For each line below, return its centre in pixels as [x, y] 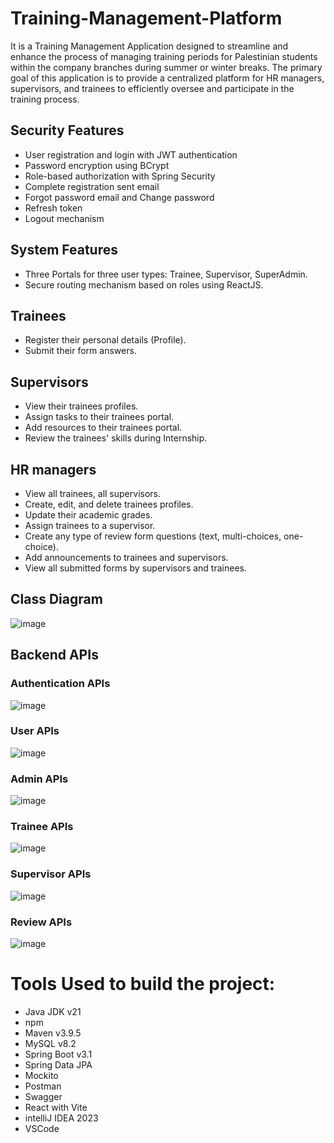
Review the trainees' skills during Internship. [116, 438]
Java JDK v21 [53, 1011]
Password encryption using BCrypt [97, 165]
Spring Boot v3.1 [58, 1054]
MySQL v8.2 [50, 1043]
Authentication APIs [60, 684]
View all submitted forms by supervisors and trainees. [135, 568]
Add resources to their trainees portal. [103, 428]
